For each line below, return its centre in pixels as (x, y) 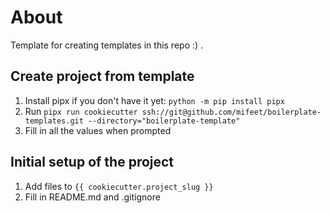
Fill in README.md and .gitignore (92, 197)
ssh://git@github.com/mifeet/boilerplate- (231, 112)
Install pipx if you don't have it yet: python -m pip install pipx (154, 100)
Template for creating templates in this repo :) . (107, 45)
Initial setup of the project (92, 162)
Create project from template (102, 76)
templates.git (54, 121)
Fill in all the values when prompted (98, 130)
